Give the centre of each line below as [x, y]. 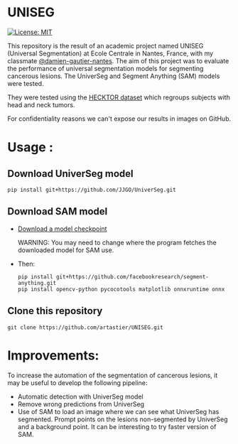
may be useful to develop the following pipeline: [77, 383]
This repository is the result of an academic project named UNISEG [106, 45]
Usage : [30, 147]
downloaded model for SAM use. [66, 250]
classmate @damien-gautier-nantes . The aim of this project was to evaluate [118, 60]
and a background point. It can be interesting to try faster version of [117, 426]
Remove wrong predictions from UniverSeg [81, 404]
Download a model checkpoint [62, 229]
